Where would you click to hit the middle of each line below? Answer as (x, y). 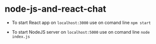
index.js (21, 37)
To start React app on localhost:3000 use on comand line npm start (81, 22)
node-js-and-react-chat (55, 9)
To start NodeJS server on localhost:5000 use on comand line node (81, 32)
